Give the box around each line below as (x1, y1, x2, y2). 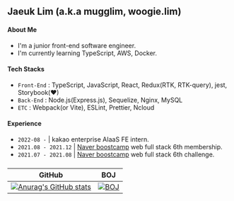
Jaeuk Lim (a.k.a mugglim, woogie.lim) (7, 6, 182, 18)
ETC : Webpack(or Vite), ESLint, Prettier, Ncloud (17, 103, 155, 112)
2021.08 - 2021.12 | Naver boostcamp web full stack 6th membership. (17, 143, 223, 151)
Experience (7, 120, 42, 128)
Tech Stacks (7, 65, 45, 74)
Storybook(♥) (17, 88, 59, 96)
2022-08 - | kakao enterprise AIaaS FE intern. (17, 135, 150, 144)
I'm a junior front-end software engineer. (17, 41, 136, 50)
